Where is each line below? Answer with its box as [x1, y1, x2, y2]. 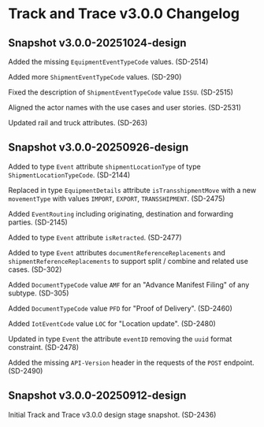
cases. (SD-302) [8, 265, 62, 274]
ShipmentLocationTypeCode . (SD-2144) [8, 170, 131, 180]
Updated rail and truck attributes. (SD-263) [8, 118, 148, 127]
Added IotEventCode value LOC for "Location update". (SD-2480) [8, 318, 217, 328]
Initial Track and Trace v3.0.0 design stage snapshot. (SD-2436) [8, 410, 217, 419]
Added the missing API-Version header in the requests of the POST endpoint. [8, 358, 255, 367]
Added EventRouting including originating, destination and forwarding [8, 209, 234, 218]
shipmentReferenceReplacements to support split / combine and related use [8, 256, 248, 265]
